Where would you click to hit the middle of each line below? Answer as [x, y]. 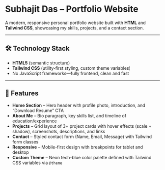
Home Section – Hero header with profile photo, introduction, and [79, 105]
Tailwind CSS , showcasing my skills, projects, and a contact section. [75, 28]
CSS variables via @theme [37, 163]
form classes [25, 142]
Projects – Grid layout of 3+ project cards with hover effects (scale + [82, 126]
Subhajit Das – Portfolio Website [72, 9]
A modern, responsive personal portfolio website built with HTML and [75, 23]
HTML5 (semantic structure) [41, 63]
